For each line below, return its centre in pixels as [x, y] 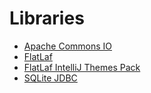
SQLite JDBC [50, 78]
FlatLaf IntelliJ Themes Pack [82, 67]
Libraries [47, 18]
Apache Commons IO [68, 46]
